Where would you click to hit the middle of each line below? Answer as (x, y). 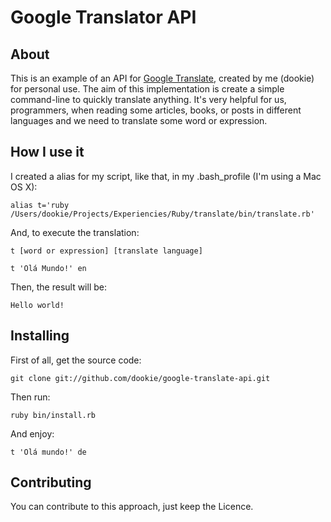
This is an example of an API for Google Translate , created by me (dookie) (162, 78)
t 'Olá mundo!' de (48, 452)
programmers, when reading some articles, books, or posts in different (156, 110)
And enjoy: (32, 433)
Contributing (51, 482)
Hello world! (37, 305)
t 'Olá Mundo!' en (48, 268)
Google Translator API (103, 17)
